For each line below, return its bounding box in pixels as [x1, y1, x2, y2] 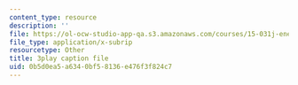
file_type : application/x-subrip [9, 37, 133, 47]
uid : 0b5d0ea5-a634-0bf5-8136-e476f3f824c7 [9, 63, 173, 72]
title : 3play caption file [9, 54, 109, 63]
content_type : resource [9, 12, 98, 22]
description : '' [9, 21, 69, 30]
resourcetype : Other [9, 46, 86, 55]
